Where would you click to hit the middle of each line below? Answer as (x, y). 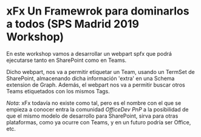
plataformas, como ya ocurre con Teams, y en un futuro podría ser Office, (99, 122)
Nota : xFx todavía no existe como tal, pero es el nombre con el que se (94, 103)
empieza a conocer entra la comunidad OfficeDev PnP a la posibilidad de (97, 109)
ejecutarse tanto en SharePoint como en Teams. (66, 60)
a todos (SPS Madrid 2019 (73, 24)
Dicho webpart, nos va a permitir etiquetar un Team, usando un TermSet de (101, 72)
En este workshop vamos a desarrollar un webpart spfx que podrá (89, 53)
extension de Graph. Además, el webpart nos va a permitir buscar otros (96, 85)
